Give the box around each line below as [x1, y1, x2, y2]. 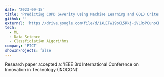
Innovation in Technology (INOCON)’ [5, 66, 79, 72]
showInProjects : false [5, 48, 51, 53]
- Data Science [9, 35, 41, 39]
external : [5, 20, 25, 26]
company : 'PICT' [5, 43, 38, 48]
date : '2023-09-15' [5, 7, 45, 12]
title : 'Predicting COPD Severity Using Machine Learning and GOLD [5, 12, 145, 17]
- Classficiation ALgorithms [9, 39, 69, 44]
